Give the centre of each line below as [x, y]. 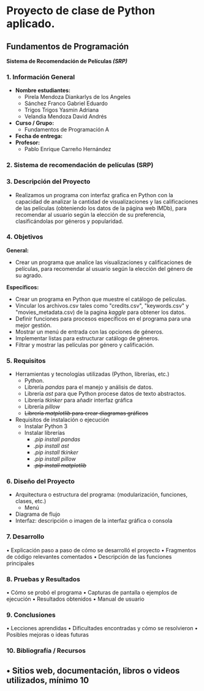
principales [21, 563]
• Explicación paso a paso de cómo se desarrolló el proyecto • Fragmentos [101, 550]
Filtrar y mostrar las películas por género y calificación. [85, 345]
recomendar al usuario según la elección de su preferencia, [90, 214]
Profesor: [28, 142]
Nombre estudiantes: [43, 90]
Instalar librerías [45, 433]
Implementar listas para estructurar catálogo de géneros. [87, 338]
